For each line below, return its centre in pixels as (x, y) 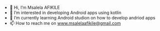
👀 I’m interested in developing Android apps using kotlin (65, 13)
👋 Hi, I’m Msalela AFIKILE (35, 8)
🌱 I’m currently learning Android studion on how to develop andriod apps (82, 18)
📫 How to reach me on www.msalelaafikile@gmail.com (65, 23)
